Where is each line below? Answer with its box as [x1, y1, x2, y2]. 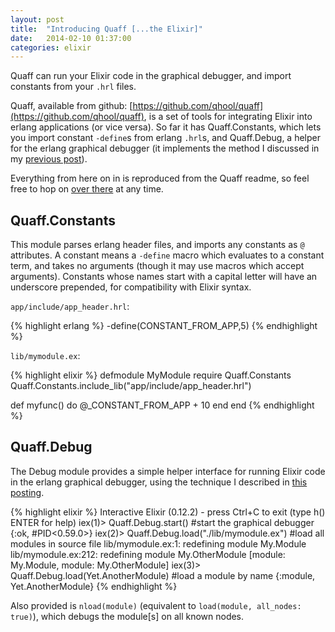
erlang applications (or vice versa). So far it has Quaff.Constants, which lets [10, 121, 322, 133]
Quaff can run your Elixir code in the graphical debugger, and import [10, 70, 292, 82]
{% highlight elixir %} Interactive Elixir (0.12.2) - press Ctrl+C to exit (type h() [10, 506, 326, 518]
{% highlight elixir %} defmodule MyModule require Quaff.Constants [10, 369, 292, 381]
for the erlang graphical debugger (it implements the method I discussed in [10, 142, 320, 155]
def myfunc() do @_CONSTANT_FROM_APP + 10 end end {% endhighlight [10, 399, 315, 411]
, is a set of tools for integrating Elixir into [143, 111, 313, 123]
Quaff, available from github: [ [10, 100, 133, 112]
